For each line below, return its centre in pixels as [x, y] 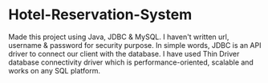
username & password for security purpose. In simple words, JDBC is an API [135, 45]
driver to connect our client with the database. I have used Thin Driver [124, 53]
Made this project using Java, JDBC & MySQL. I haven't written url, [119, 37]
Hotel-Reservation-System [100, 15]
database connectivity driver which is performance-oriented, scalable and [131, 62]
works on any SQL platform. [54, 70]
